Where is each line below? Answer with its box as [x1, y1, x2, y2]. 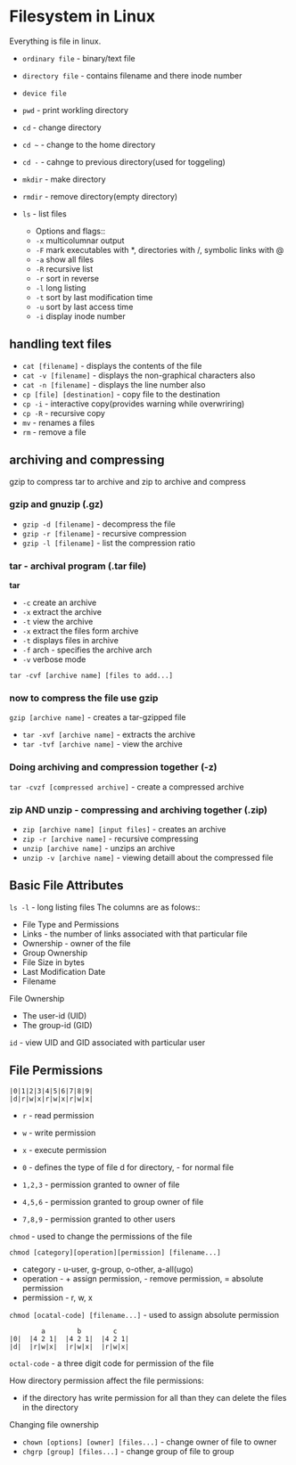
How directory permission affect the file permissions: [9, 1375, 204, 1386]
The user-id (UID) [21, 1010, 87, 1021]
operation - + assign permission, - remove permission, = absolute [21, 1273, 264, 1284]
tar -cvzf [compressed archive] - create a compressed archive [9, 782, 244, 792]
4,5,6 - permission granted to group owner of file [21, 1196, 204, 1207]
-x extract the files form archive [21, 626, 139, 636]
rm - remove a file [21, 426, 86, 438]
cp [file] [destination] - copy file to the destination [21, 389, 220, 399]
